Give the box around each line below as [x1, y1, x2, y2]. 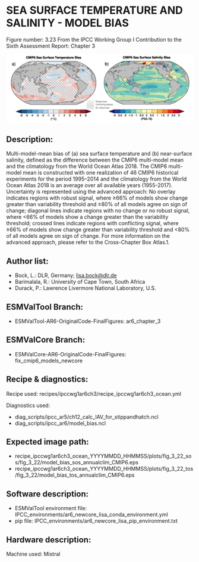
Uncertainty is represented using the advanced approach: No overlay [6, 188, 176, 195]
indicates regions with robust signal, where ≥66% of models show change [6, 194, 188, 201]
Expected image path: [6, 436, 89, 447]
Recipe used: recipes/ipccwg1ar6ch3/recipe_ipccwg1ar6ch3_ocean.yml [6, 390, 182, 397]
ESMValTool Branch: [6, 302, 84, 312]
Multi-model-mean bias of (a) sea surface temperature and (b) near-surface [6, 150, 192, 157]
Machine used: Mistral [6, 551, 61, 558]
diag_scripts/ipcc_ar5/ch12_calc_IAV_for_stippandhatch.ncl [14, 413, 159, 420]
